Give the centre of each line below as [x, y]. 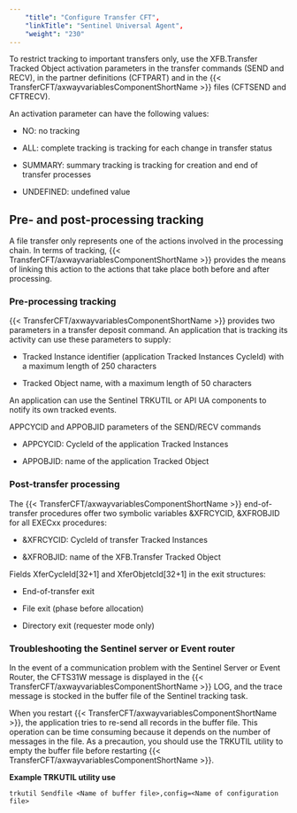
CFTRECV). [30, 97]
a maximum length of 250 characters [89, 366]
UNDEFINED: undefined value [76, 192]
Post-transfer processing [65, 484]
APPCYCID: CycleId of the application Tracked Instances [125, 445]
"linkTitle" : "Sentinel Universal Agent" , [104, 26]
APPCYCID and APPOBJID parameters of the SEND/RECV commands [135, 427]
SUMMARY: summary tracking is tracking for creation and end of [140, 166]
